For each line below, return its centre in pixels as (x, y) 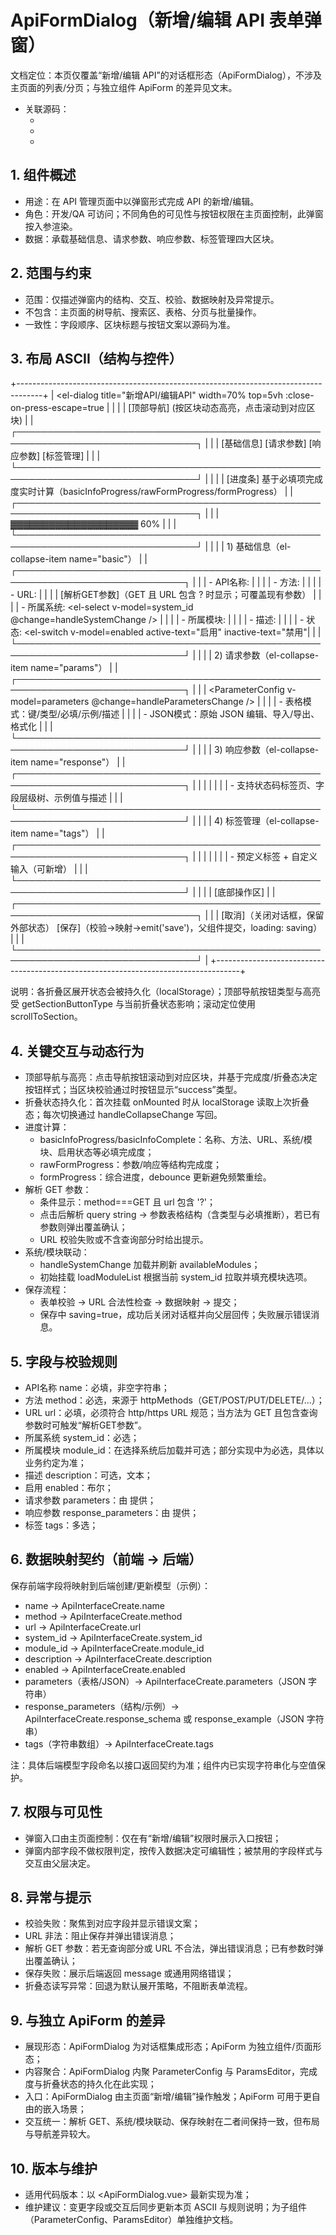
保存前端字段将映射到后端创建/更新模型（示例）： (111, 1585)
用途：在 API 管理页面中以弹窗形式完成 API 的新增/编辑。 (142, 201)
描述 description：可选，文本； (88, 1475)
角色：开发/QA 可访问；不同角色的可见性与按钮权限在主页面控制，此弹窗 (174, 213)
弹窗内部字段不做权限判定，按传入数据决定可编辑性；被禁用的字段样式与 (173, 1850)
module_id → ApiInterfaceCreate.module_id (114, 1648)
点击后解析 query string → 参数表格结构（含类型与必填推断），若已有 (180, 1215)
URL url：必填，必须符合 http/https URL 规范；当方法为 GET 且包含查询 (171, 1412)
